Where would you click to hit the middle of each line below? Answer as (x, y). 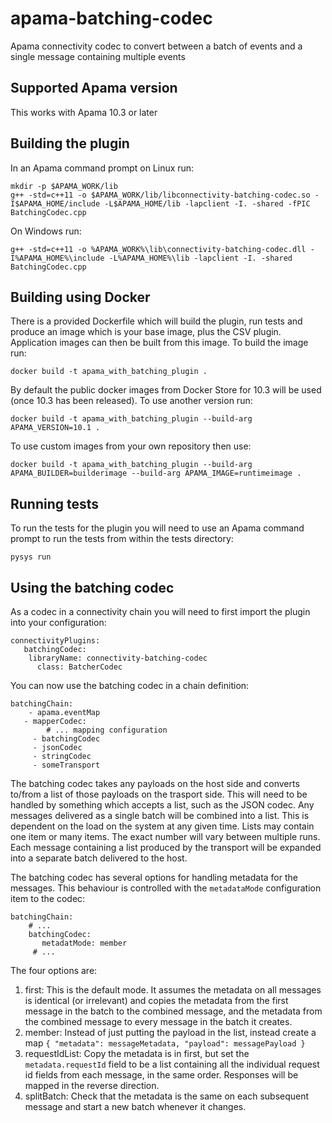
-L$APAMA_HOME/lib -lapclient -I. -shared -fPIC (207, 203)
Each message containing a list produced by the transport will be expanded (166, 847)
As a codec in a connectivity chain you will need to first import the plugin (160, 611)
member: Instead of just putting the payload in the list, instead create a (170, 1032)
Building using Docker (80, 297)
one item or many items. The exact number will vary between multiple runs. (165, 836)
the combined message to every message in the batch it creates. (158, 1021)
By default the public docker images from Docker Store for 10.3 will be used (166, 390)
